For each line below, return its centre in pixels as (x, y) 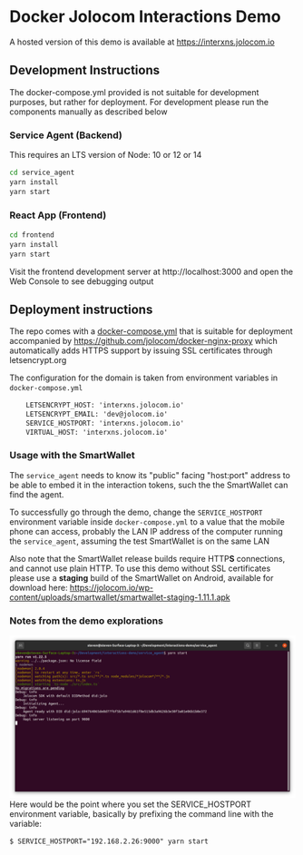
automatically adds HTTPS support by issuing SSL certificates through (141, 350)
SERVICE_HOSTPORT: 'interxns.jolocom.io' (105, 424)
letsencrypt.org (38, 360)
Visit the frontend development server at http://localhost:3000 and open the (151, 271)
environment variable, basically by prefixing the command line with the (142, 814)
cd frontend (32, 235)
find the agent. (37, 494)
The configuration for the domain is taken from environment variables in (144, 378)
